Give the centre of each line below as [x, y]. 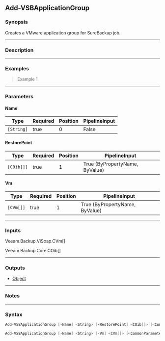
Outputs [15, 268]
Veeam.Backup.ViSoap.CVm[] [35, 241]
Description [19, 50]
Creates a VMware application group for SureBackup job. [63, 33]
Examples [17, 68]
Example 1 [27, 79]
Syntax [14, 315]
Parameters [19, 97]
